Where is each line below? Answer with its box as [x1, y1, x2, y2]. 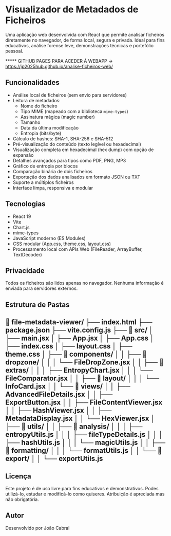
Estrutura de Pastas [5, 300, 70, 309]
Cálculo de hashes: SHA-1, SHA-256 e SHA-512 [12, 135, 113, 142]
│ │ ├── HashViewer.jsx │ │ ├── [5, 406, 112, 415]
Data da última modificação [20, 124, 79, 131]
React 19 [12, 213, 31, 219]
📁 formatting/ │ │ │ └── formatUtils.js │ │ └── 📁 [5, 446, 162, 455]
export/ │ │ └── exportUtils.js [5, 454, 103, 463]
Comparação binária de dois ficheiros [12, 168, 92, 174]
